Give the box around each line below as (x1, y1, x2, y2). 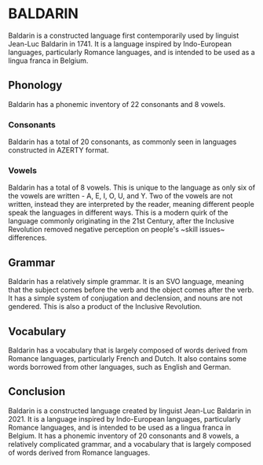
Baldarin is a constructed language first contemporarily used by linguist (8, 31, 239, 40)
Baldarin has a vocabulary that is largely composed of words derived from (8, 345, 248, 355)
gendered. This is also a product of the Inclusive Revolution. (8, 302, 203, 312)
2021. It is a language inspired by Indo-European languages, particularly (8, 414, 241, 423)
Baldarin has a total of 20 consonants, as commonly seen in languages (8, 137, 237, 146)
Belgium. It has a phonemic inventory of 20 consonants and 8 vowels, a (8, 430, 239, 441)
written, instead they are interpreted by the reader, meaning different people (8, 200, 255, 209)
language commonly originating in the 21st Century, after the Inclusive (8, 216, 235, 226)
